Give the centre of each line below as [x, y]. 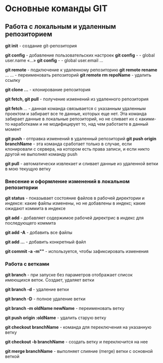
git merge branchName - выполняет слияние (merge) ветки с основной [79, 351]
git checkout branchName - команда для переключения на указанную [78, 327]
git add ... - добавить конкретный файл [45, 242]
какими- [147, 119]
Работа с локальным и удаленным [61, 27]
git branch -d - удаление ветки [37, 289]
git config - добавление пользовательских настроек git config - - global [80, 55]
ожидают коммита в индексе [35, 209]
